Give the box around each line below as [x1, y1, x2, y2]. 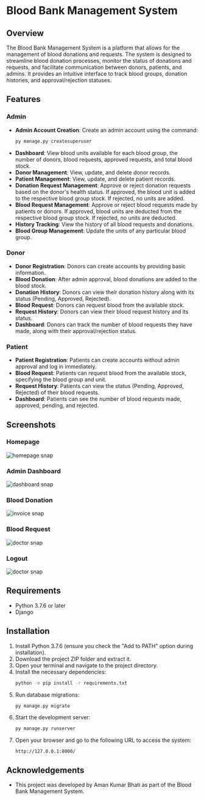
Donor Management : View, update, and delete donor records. [15, 168, 171, 176]
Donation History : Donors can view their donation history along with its [15, 288, 195, 296]
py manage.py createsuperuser [15, 138, 93, 144]
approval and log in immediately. [15, 363, 97, 370]
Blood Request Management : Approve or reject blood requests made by [15, 201, 198, 208]
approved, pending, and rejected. [15, 402, 99, 409]
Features [6, 94, 41, 104]
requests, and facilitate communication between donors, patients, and [6, 63, 182, 71]
